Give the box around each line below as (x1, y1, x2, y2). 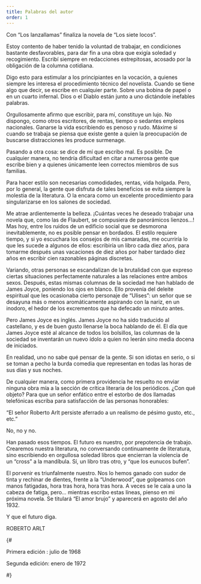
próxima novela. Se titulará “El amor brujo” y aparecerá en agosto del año (6, 495, 188, 502)
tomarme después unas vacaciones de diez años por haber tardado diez (6, 248, 186, 255)
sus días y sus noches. (6, 366, 63, 373)
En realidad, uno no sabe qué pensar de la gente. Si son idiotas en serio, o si (6, 353, 195, 361)
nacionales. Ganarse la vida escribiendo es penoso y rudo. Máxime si (6, 123, 178, 131)
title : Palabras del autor (6, 8, 74, 15)
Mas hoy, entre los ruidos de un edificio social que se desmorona (6, 222, 167, 229)
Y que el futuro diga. (6, 513, 57, 520)
